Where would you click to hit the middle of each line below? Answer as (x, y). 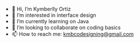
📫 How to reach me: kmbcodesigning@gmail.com (73, 34)
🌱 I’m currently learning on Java (50, 21)
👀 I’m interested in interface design (54, 15)
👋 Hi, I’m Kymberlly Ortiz (41, 9)
